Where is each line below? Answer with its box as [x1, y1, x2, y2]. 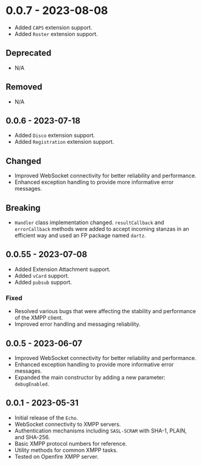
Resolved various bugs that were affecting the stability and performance [14, 308, 196, 315]
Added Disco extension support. [14, 132, 96, 139]
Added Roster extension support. [14, 30, 98, 37]
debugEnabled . [14, 380, 49, 387]
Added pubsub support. [14, 278, 72, 286]
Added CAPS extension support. [14, 24, 92, 31]
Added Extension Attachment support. [14, 266, 111, 273]
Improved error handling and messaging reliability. [14, 320, 141, 328]
